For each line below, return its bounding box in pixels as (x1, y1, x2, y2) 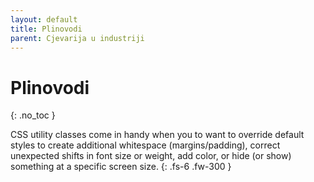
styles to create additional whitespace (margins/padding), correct (10, 139, 281, 151)
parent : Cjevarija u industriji (10, 33, 145, 43)
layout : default (10, 14, 78, 25)
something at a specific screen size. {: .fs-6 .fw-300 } (10, 161, 232, 173)
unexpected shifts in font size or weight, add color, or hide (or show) (10, 150, 292, 162)
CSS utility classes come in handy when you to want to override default (10, 129, 305, 141)
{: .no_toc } (10, 109, 56, 121)
